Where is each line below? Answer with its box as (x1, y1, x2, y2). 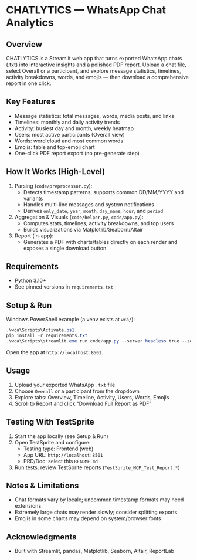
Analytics (6, 16, 54, 29)
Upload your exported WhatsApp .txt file (14, 381, 116, 388)
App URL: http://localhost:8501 (23, 451, 103, 458)
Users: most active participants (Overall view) (14, 131, 125, 138)
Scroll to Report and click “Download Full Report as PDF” (14, 400, 152, 407)
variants (23, 195, 43, 202)
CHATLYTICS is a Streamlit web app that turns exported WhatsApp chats (6, 55, 182, 62)
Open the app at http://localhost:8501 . (6, 348, 104, 355)
